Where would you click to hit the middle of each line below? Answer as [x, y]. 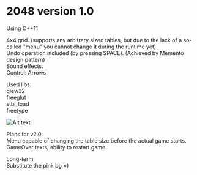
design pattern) [26, 59]
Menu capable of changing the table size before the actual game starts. [96, 140]
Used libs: [19, 84]
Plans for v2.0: [25, 134]
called [14, 47]
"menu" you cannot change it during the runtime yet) [90, 47]
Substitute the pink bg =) [38, 165]
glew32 [16, 91]
